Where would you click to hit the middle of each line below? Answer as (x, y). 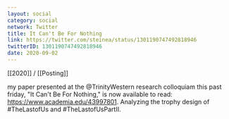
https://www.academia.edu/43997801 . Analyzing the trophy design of (109, 101)
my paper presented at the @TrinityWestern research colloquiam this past (114, 87)
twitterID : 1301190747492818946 (55, 46)
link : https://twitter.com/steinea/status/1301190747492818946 (102, 40)
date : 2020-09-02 (33, 54)
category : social (33, 20)
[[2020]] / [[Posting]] (38, 73)
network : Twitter (33, 27)
